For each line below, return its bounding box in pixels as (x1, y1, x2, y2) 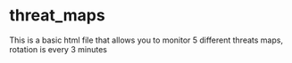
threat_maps (9, 5, 105, 26)
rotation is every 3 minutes (9, 43, 107, 54)
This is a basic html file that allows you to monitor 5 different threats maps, (9, 35, 284, 45)
